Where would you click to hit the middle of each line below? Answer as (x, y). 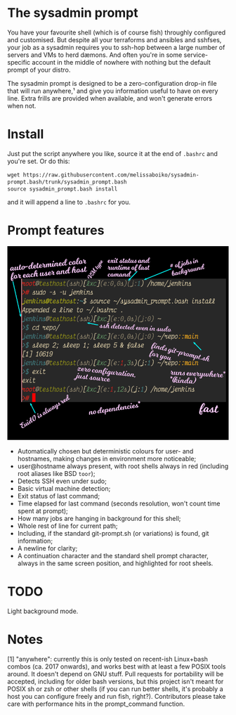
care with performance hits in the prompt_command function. (96, 704)
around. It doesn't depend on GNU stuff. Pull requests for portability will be (116, 674)
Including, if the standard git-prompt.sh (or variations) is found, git (113, 533)
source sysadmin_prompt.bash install (63, 189)
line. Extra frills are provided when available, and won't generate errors (110, 98)
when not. (22, 105)
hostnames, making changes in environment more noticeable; (107, 458)
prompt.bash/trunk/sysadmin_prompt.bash (67, 182)
